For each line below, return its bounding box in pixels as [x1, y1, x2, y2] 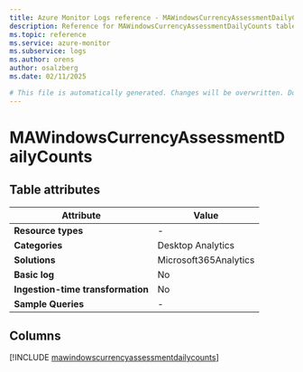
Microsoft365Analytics [157, 254, 255, 266]
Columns [9, 329, 61, 344]
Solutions [14, 254, 56, 266]
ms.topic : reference [9, 30, 87, 39]
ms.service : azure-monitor [9, 38, 111, 48]
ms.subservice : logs [9, 47, 87, 56]
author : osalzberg [9, 64, 78, 73]
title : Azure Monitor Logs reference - [9, 13, 160, 23]
